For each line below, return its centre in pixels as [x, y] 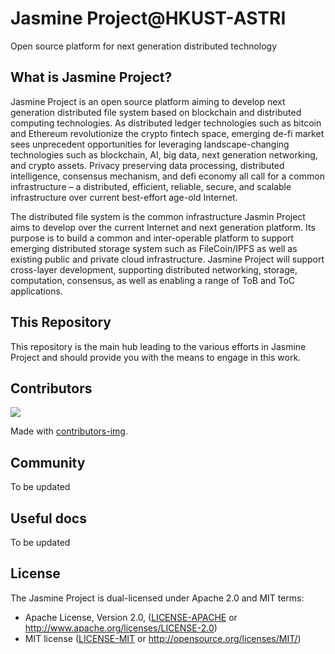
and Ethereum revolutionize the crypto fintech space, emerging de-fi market [167, 133]
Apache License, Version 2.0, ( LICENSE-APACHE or [131, 617]
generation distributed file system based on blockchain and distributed [156, 112]
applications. [36, 291]
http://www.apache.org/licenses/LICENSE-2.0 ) [121, 628]
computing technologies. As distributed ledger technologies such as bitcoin [166, 123]
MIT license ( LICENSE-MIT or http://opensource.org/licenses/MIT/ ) [163, 638]
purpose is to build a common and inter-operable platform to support [152, 238]
